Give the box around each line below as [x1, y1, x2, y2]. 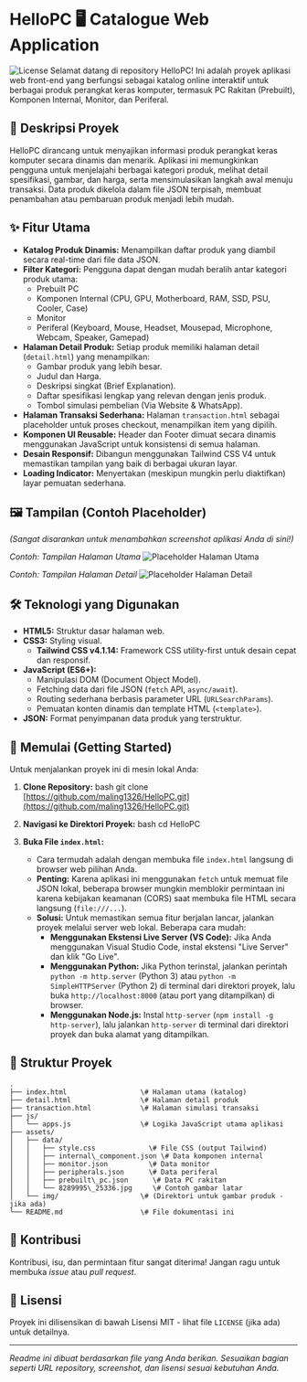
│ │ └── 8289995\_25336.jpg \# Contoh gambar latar [9, 1183, 244, 1193]
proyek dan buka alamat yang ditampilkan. [49, 1029, 210, 1039]
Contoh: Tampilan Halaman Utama [9, 551, 142, 562]
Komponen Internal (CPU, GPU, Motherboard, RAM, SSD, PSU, [36, 292, 271, 303]
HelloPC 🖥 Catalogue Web [9, 9, 210, 30]
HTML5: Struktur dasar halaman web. [22, 625, 165, 637]
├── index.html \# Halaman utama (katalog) [9, 1087, 248, 1097]
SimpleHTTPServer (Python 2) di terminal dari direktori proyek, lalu [49, 981, 295, 991]
